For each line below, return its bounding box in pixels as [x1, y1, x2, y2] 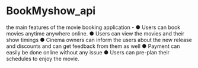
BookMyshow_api [6, 4, 96, 18]
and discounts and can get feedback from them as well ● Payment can [6, 43, 180, 50]
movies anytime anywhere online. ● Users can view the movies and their [6, 30, 185, 37]
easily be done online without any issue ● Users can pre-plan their [6, 48, 170, 56]
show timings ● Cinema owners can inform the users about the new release [6, 36, 193, 43]
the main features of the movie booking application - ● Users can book [6, 24, 181, 31]
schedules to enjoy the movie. [6, 55, 79, 62]
